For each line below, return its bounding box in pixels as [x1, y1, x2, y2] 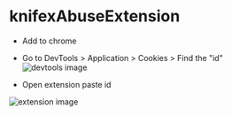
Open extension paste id [21, 79, 112, 89]
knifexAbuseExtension [9, 6, 181, 27]
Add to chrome [21, 35, 77, 46]
